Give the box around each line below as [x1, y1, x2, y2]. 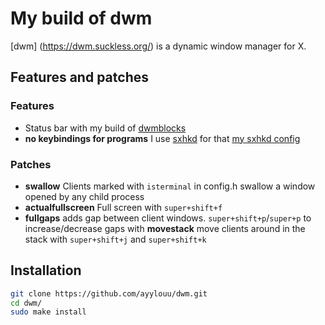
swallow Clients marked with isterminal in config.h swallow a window [24, 180, 316, 192]
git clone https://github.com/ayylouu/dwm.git [10, 288, 208, 299]
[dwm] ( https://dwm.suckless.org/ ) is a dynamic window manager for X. [10, 40, 307, 52]
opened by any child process [24, 190, 145, 202]
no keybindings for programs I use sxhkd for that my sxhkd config [24, 132, 301, 144]
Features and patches [10, 69, 149, 86]
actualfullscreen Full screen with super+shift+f [24, 201, 223, 213]
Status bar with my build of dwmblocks [24, 122, 187, 134]
